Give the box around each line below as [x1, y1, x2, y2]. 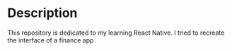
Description [7, 5, 78, 21]
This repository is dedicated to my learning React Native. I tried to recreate [7, 28, 225, 37]
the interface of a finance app [7, 35, 94, 44]
